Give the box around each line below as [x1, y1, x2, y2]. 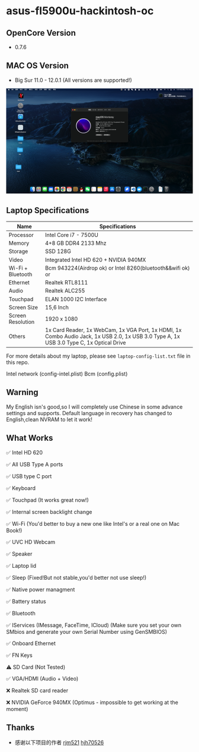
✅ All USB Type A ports [6, 460, 63, 467]
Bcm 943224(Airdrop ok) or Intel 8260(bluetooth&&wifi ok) [45, 264, 191, 271]
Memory [8, 239, 30, 247]
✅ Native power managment [6, 586, 75, 593]
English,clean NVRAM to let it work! [6, 416, 93, 423]
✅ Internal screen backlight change [6, 508, 92, 515]
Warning [6, 387, 38, 397]
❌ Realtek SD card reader [6, 687, 69, 694]
